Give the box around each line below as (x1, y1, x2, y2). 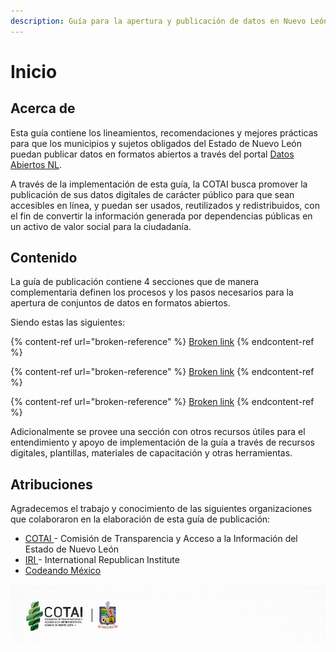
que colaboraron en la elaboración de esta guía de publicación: (10, 513, 271, 525)
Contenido (10, 250, 78, 267)
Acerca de (10, 100, 76, 117)
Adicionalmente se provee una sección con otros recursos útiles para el (10, 426, 306, 438)
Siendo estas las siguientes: (10, 316, 126, 329)
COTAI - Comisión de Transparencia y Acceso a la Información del (24, 533, 298, 545)
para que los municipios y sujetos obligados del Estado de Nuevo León (10, 137, 302, 149)
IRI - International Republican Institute (24, 554, 180, 566)
